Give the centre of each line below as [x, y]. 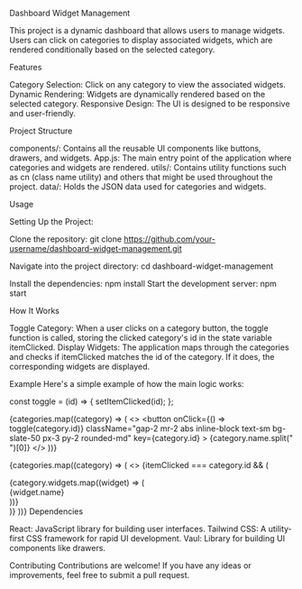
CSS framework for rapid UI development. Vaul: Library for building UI [156, 538]
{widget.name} [37, 492]
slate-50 [25, 438]
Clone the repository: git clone [66, 239]
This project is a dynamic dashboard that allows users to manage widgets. [147, 30]
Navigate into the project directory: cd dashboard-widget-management [142, 266]
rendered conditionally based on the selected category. [112, 50]
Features [26, 67]
